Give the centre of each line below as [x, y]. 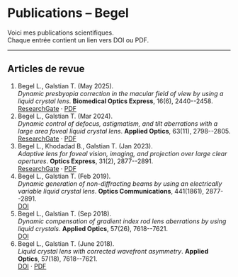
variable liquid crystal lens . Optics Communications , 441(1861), [110, 191]
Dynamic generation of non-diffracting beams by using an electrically [120, 183]
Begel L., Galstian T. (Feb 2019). [64, 176]
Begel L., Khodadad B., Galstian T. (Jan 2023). [85, 146]
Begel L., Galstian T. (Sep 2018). [64, 213]
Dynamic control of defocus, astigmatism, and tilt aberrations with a [118, 123]
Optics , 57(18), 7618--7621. [57, 259]
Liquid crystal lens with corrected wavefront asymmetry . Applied [113, 251]
